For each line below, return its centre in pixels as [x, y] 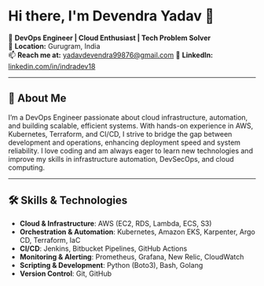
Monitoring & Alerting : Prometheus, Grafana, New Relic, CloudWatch [132, 257]
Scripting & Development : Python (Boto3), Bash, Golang [111, 265]
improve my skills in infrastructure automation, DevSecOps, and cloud [121, 159]
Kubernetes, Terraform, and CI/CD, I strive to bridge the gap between [120, 134]
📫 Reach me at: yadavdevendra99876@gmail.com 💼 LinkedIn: [111, 55]
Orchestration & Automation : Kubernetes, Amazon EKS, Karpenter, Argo [137, 232]
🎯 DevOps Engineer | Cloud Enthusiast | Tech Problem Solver [110, 38]
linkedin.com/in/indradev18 [52, 66]
